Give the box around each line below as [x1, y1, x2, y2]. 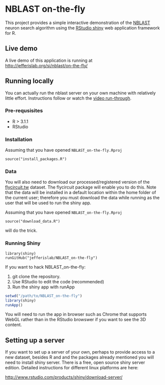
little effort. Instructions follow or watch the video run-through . [5, 95, 132, 101]
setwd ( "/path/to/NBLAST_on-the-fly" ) [5, 293, 82, 298]
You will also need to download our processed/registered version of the [5, 179, 150, 185]
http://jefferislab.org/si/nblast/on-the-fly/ [5, 62, 88, 68]
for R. [5, 30, 16, 36]
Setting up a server [5, 336, 65, 344]
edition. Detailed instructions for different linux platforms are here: [5, 365, 138, 371]
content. [5, 322, 22, 328]
